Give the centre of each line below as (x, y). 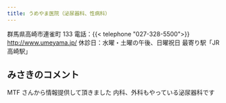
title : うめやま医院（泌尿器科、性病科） (59, 13)
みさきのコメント (43, 75)
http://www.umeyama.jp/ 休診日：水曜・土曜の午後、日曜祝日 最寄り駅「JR (113, 43)
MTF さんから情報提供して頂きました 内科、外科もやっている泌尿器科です (111, 93)
